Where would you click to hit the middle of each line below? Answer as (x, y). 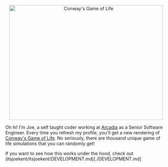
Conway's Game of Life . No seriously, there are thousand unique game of (83, 138)
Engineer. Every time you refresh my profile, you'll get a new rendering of (82, 133)
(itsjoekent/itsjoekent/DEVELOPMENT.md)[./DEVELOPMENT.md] (73, 159)
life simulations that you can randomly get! (50, 144)
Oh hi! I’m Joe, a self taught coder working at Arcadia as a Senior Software (84, 127)
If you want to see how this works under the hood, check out (69, 153)
